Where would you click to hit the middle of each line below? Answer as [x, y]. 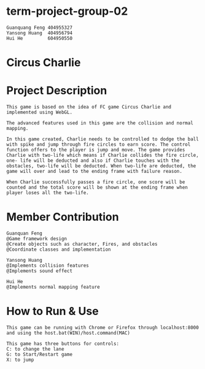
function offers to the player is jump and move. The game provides [96, 150]
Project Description [57, 91]
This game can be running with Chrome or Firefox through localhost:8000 [103, 327]
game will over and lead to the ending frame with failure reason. [95, 172]
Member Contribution [63, 217]
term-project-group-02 [67, 11]
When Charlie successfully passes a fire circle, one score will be [96, 182]
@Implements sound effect [39, 271]
